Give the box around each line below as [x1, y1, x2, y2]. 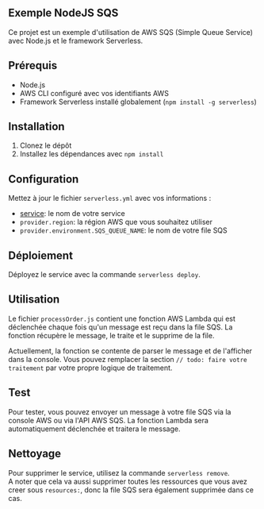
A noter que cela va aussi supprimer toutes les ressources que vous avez [8, 476, 248, 486]
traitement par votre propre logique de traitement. [8, 363, 173, 372]
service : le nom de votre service [19, 209, 125, 218]
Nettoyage [8, 447, 62, 461]
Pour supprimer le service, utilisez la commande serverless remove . [8, 468, 230, 477]
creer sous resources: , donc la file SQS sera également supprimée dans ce [8, 484, 254, 495]
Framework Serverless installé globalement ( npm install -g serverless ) [19, 97, 258, 106]
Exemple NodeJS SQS [8, 6, 119, 20]
